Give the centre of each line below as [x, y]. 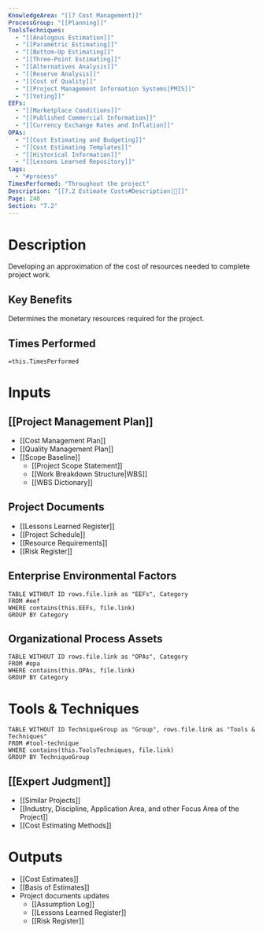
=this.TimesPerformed [44, 361]
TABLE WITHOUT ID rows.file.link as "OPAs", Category [98, 657]
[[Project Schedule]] [52, 534]
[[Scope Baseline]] [50, 457]
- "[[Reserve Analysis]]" [58, 74]
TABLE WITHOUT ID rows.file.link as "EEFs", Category [98, 594]
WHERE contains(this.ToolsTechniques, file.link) [91, 750]
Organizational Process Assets [85, 639]
